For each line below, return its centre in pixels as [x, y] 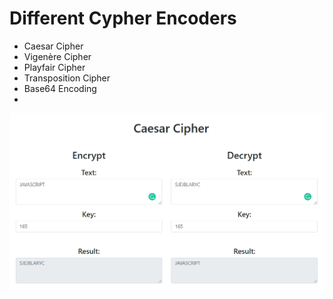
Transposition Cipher [67, 78]
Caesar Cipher [53, 46]
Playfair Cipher [54, 67]
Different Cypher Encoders [123, 18]
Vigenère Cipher [57, 56]
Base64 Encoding [60, 88]
